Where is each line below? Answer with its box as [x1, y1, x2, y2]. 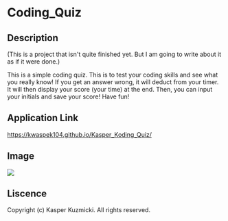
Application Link [7, 112, 79, 124]
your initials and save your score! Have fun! [7, 92, 130, 101]
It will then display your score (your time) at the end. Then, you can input [7, 86, 213, 93]
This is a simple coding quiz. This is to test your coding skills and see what [7, 70, 218, 79]
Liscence [7, 188, 47, 200]
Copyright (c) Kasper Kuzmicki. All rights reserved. [7, 206, 151, 214]
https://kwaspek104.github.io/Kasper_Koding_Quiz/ [7, 130, 152, 138]
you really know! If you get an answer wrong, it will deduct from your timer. [7, 78, 219, 86]
